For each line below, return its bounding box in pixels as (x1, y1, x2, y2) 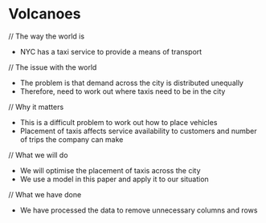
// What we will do (8, 150, 68, 160)
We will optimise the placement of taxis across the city (19, 165, 201, 175)
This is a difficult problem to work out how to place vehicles (19, 117, 218, 127)
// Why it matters (8, 102, 64, 111)
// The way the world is (8, 31, 85, 41)
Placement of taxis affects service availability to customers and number (19, 126, 257, 136)
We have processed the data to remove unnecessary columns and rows (19, 205, 258, 215)
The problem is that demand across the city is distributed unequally (19, 78, 243, 87)
